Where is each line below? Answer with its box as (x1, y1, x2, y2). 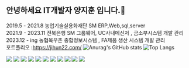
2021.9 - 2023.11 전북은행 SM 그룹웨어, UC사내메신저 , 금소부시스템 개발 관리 (6, 29, 184, 36)
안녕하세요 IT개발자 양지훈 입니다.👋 (6, 5, 126, 16)
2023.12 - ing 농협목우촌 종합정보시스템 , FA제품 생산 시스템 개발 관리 (6, 37, 166, 44)
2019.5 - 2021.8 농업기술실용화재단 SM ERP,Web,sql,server (6, 22, 146, 29)
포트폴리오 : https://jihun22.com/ (6, 44, 82, 51)
